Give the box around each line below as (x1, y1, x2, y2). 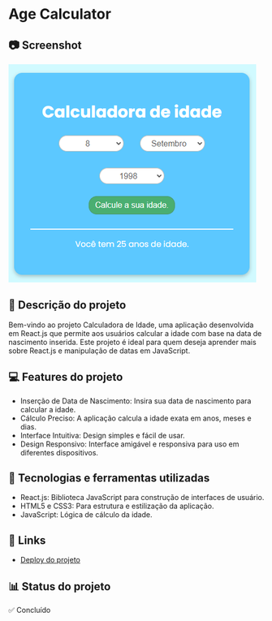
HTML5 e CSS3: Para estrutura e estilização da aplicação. (19, 501, 214, 511)
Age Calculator (8, 5, 112, 24)
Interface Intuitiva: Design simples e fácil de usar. (19, 430, 185, 440)
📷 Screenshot (8, 38, 83, 52)
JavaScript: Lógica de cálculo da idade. (19, 510, 153, 520)
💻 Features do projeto (8, 370, 123, 384)
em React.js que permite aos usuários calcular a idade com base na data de (8, 328, 262, 338)
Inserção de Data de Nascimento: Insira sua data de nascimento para (19, 395, 252, 406)
